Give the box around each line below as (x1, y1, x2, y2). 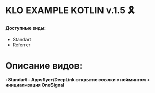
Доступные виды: (5, 25, 46, 31)
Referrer (12, 42, 31, 48)
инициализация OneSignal (5, 82, 65, 88)
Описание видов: (5, 59, 83, 71)
